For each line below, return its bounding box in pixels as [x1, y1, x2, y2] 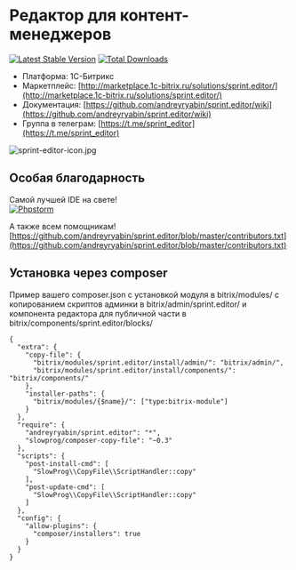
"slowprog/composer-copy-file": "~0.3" [25, 436, 173, 445]
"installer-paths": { [25, 389, 105, 398]
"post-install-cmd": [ [25, 459, 109, 468]
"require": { [17, 420, 66, 430]
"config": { [17, 513, 62, 523]
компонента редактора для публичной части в [9, 308, 187, 318]
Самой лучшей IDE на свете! [9, 194, 117, 205]
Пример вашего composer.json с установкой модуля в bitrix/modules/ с [9, 289, 280, 300]
